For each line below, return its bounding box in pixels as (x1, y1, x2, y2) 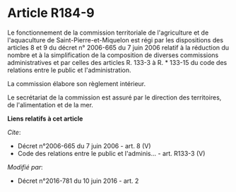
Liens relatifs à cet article (7, 114, 83, 123)
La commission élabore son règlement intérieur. (7, 79, 146, 88)
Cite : (7, 128, 21, 136)
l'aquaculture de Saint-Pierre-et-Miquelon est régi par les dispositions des (7, 35, 224, 44)
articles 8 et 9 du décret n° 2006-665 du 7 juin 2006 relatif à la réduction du (7, 43, 230, 52)
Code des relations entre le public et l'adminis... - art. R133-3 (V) (17, 149, 206, 157)
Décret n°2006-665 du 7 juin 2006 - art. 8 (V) (17, 141, 151, 150)
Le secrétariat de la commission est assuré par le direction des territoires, (7, 93, 222, 102)
